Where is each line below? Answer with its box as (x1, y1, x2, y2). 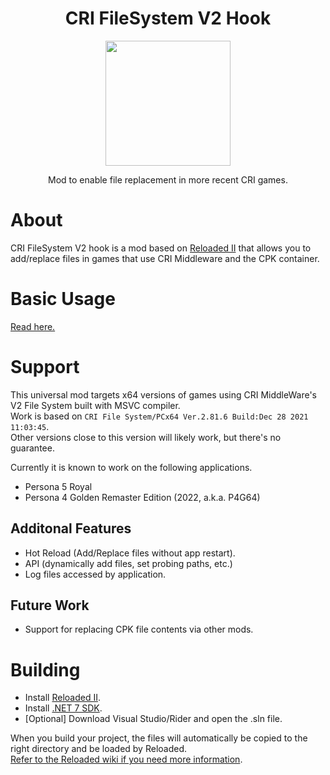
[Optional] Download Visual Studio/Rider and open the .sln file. (24, 713, 283, 725)
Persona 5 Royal (24, 480, 93, 492)
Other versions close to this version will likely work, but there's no (10, 431, 282, 443)
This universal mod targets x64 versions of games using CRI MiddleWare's (10, 388, 317, 401)
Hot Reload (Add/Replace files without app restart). (24, 547, 236, 559)
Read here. (10, 320, 56, 332)
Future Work (10, 597, 90, 614)
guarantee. (10, 442, 55, 454)
